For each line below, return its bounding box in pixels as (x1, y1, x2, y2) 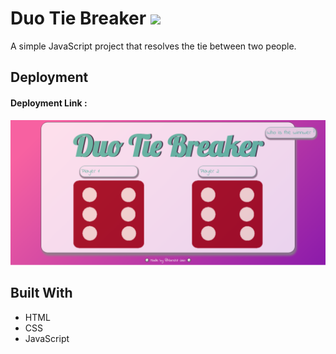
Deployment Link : (10, 97, 88, 109)
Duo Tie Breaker (10, 7, 147, 30)
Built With (10, 285, 73, 302)
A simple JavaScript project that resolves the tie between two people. (10, 40, 297, 52)
